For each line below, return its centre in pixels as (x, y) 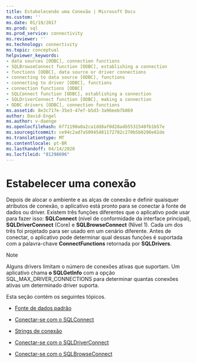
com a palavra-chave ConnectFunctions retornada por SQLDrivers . (89, 244)
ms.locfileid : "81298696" (38, 154)
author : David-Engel (32, 116)
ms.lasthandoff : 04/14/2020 (41, 149)
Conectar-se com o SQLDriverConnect (62, 342)
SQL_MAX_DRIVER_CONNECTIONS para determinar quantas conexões (92, 279)
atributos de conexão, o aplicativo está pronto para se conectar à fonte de (96, 206)
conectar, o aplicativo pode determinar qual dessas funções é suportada (94, 237)
